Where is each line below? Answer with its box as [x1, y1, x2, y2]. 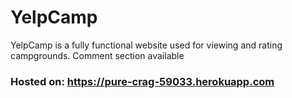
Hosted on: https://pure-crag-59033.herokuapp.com [10, 74, 275, 88]
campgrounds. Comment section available [10, 49, 185, 61]
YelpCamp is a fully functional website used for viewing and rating [10, 39, 283, 51]
